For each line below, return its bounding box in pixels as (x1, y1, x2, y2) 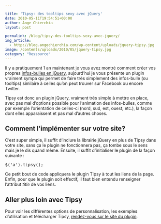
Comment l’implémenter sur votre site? (5, 125, 126, 133)
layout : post (5, 25, 31, 30)
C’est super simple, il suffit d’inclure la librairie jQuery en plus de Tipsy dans (5, 137, 156, 143)
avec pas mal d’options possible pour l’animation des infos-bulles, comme (5, 100, 152, 106)
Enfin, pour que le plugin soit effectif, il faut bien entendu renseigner (5, 176, 141, 182)
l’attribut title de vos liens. (5, 181, 57, 187)
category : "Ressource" (5, 51, 51, 56)
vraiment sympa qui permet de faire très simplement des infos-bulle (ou (5, 75, 148, 81)
